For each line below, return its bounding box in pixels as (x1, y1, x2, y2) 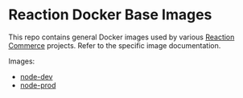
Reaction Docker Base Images (8, 6, 212, 24)
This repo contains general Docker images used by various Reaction (8, 32, 235, 42)
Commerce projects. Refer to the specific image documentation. (8, 40, 221, 50)
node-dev (19, 71, 53, 81)
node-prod (19, 80, 56, 90)
